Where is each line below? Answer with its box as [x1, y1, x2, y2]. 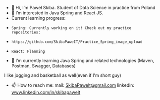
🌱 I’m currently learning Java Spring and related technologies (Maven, [11, 58, 154, 64]
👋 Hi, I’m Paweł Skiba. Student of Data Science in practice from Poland [11, 5, 156, 10]
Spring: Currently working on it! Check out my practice [11, 26, 132, 31]
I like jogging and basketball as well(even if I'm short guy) [4, 72, 121, 78]
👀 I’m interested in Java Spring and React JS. [11, 10, 104, 16]
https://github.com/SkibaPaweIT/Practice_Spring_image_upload [11, 39, 143, 44]
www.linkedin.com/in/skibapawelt [11, 89, 81, 95]
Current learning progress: [11, 15, 66, 21]
